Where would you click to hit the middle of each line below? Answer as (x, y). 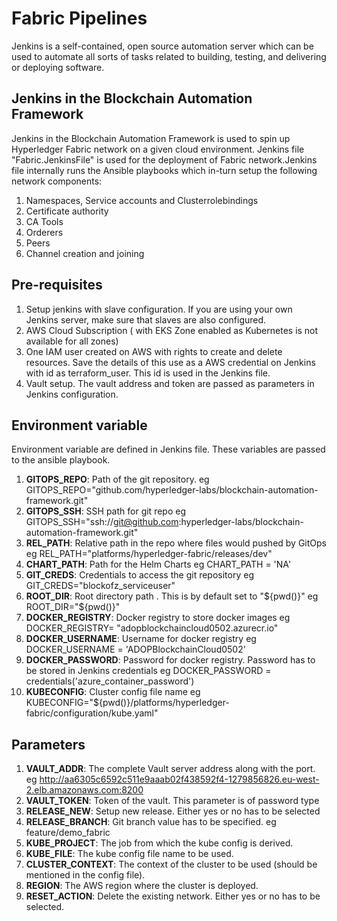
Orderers (44, 232)
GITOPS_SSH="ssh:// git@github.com (102, 522)
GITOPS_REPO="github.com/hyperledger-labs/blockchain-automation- (172, 490)
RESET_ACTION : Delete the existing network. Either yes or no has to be (173, 896)
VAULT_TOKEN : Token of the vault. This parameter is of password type (172, 801)
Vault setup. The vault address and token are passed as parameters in (170, 383)
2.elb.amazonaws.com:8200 (84, 790)
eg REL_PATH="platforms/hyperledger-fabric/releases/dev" (149, 554)
